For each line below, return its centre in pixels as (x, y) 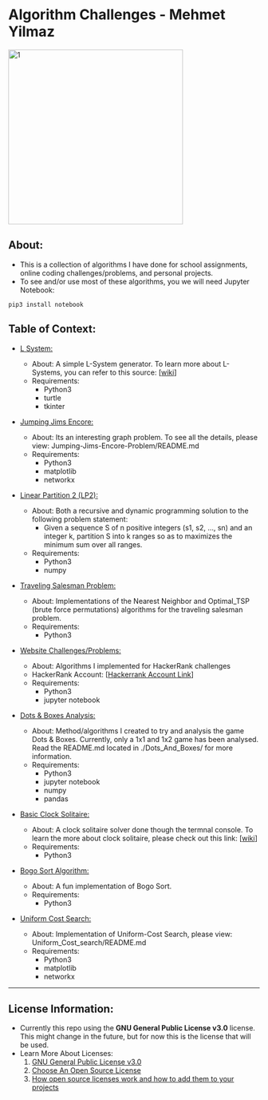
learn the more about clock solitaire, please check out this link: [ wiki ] (144, 838)
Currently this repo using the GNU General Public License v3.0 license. (137, 1028)
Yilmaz (32, 32)
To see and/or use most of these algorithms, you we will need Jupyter (134, 281)
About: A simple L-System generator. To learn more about (126, 363)
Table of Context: (52, 329)
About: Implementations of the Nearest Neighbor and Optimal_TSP (140, 601)
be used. (34, 1045)
